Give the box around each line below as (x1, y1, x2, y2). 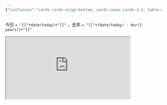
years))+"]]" (5, 27, 32, 32)
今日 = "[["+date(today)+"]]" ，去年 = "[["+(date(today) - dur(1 (5, 21, 142, 27)
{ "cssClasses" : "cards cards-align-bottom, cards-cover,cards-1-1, (5, 7, 146, 12)
